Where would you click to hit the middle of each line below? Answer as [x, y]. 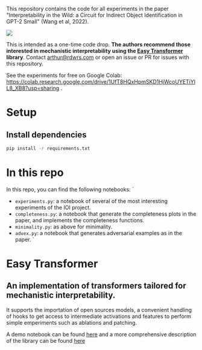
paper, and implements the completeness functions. [80, 220]
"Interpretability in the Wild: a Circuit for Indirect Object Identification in [94, 15]
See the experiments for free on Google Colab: [64, 75]
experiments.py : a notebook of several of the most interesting [91, 201]
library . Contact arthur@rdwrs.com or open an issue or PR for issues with [98, 57]
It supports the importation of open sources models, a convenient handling [99, 310]
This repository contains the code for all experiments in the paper [87, 9]
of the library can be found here [46, 340]
